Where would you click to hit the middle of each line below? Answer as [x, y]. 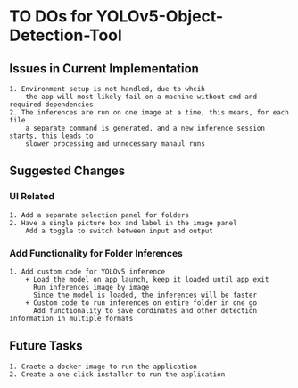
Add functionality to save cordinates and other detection [145, 310]
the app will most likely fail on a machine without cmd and [141, 97]
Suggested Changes [67, 171]
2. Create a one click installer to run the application [117, 374]
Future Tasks [46, 346]
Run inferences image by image [91, 287]
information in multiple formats [71, 318]
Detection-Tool [66, 35]
